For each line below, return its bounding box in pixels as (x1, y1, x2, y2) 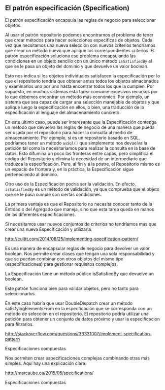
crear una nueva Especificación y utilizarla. (5, 226, 93, 232)
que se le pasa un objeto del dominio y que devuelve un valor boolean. (5, 63, 149, 69)
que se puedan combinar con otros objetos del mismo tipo (5, 256, 124, 262)
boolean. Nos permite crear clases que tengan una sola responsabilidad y (5, 250, 155, 256)
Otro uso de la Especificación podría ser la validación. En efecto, (5, 181, 136, 187)
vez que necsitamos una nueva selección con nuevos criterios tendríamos (5, 42, 156, 48)
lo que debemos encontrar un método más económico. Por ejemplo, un (5, 94, 150, 100)
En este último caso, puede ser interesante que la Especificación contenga (5, 119, 157, 125)
